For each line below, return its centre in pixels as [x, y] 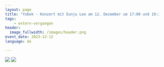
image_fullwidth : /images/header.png [48, 32]
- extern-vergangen [34, 23]
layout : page [18, 10]
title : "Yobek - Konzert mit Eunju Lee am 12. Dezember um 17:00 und [77, 14]
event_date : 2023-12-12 [29, 37]
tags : [10, 19]
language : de [18, 42]
